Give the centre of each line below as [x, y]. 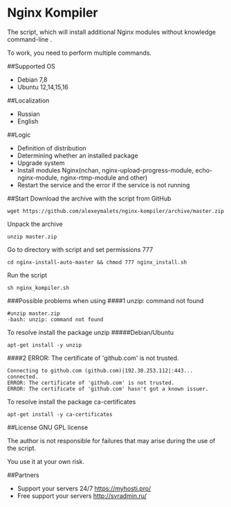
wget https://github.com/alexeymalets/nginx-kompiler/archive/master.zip [116, 211]
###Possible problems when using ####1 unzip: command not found [105, 300]
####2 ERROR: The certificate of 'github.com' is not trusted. [93, 358]
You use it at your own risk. [46, 461]
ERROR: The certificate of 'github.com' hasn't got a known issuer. [108, 389]
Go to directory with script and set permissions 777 [80, 249]
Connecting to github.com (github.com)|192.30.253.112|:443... [100, 370]
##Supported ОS [31, 66]
